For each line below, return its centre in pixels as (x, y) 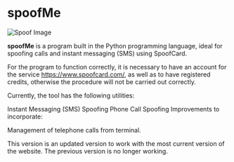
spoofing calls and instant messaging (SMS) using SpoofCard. (97, 53)
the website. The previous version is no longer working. (88, 151)
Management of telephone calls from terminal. (74, 130)
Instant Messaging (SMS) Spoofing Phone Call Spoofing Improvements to (113, 109)
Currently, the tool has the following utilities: (71, 95)
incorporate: (25, 116)
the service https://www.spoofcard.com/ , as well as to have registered (109, 74)
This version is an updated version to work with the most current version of (116, 143)
